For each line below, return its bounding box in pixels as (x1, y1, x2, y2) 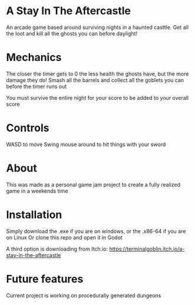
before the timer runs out (6, 83, 67, 90)
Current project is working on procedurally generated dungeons (6, 291, 161, 299)
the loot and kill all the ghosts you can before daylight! (6, 30, 137, 37)
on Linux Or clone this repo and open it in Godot (6, 233, 123, 241)
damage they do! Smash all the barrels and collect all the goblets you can (6, 76, 184, 83)
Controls (6, 121, 49, 135)
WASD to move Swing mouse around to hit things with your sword (6, 141, 166, 148)
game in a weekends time (6, 187, 68, 194)
